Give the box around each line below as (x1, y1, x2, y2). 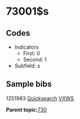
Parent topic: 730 (6, 106, 48, 113)
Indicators (14, 43, 39, 50)
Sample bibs (6, 79, 52, 89)
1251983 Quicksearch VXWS (6, 94, 74, 101)
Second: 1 (23, 56, 47, 63)
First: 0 (23, 50, 41, 57)
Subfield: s (14, 62, 41, 69)
